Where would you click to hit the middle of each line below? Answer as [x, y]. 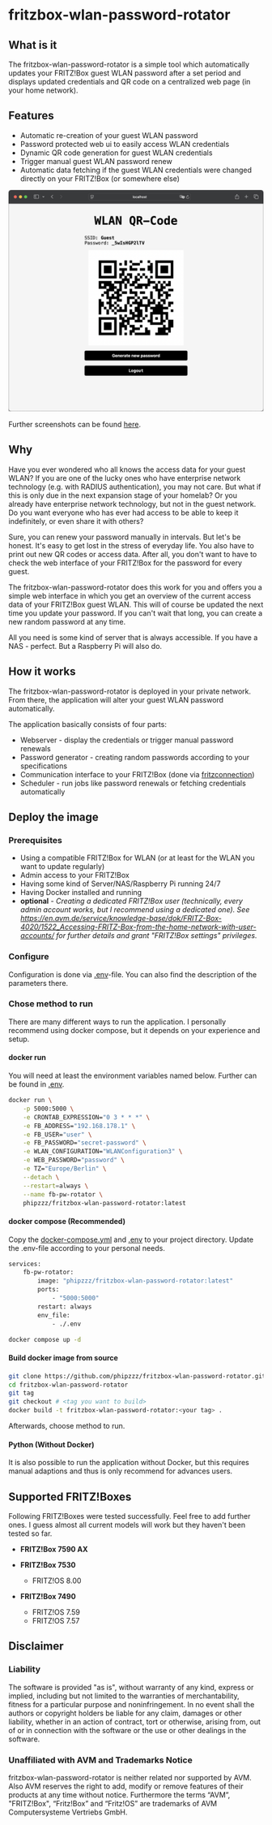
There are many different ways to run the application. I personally [117, 1022]
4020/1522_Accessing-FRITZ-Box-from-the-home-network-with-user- [138, 927]
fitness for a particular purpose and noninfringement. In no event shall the [132, 1704]
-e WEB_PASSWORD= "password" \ [74, 1160]
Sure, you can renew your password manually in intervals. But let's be [125, 537]
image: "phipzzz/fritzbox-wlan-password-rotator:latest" [135, 1281]
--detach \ [41, 1177]
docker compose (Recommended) [67, 1221]
